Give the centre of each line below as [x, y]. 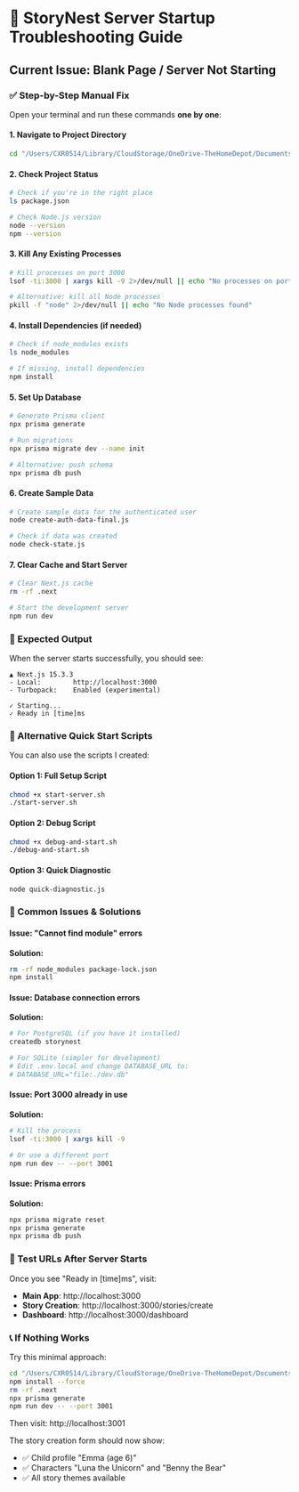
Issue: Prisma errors [48, 1184]
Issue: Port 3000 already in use [69, 1095]
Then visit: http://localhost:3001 [68, 1423]
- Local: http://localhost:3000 [83, 683]
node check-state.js [48, 545]
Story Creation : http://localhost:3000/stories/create [117, 1305]
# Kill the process [45, 1131]
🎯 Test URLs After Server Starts [78, 1259]
